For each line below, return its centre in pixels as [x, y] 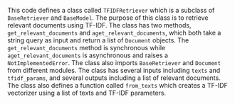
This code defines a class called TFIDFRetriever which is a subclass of [111, 10]
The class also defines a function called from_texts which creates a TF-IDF [117, 85]
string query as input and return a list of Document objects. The [98, 40]
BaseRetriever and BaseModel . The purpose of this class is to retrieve [108, 18]
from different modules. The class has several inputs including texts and [114, 70]
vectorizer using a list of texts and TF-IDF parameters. [87, 93]
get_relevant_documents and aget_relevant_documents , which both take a [114, 33]
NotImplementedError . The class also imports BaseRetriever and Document [114, 63]
